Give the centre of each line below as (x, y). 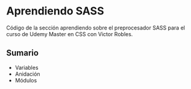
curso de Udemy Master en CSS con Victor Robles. (70, 34)
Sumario (23, 53)
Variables (27, 67)
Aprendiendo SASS (55, 11)
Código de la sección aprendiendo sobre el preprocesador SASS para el (96, 28)
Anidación (27, 74)
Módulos (26, 80)
